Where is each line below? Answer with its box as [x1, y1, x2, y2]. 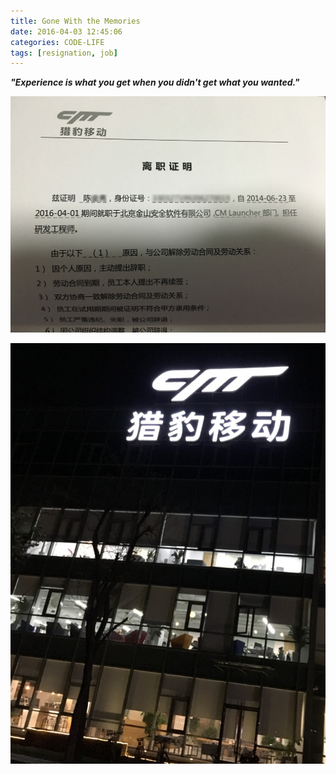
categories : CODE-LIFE [10, 37, 105, 47]
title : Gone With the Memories [10, 16, 141, 26]
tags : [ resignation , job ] [10, 48, 118, 58]
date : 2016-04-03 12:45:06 [10, 26, 123, 37]
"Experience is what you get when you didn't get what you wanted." [10, 76, 300, 89]
